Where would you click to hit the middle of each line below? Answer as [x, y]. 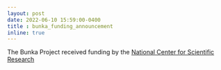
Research [21, 60]
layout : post [26, 13]
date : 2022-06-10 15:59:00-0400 [54, 20]
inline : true [26, 33]
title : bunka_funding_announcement [60, 26]
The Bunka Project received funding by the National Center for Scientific [111, 52]
